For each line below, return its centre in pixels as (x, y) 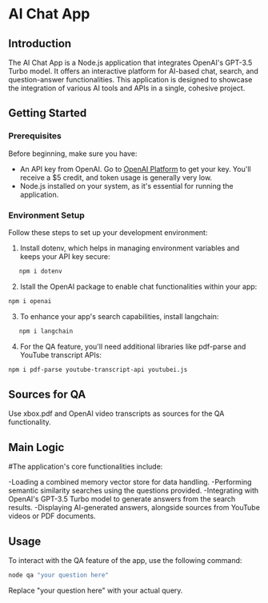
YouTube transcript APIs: (61, 355)
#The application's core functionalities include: (86, 467)
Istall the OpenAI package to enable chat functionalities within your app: (138, 286)
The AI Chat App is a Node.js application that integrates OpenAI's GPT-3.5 (130, 62)
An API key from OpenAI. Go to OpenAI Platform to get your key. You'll (135, 169)
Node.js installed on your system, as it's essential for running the (126, 186)
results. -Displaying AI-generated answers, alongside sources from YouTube (134, 508)
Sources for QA (47, 394)
